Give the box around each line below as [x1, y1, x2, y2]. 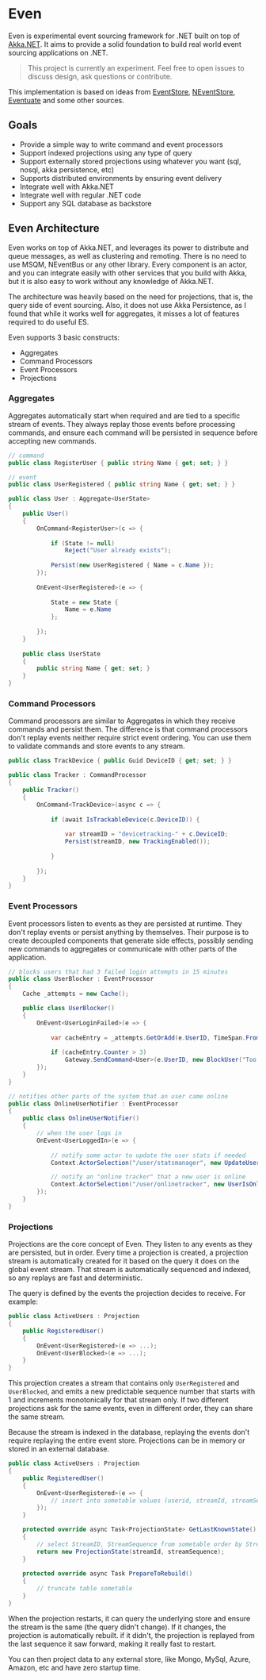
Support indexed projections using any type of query [19, 148, 192, 157]
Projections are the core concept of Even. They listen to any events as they [8, 1240, 253, 1249]
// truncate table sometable [36, 1585, 133, 1593]
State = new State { [50, 598, 119, 606]
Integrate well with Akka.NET [19, 182, 115, 191]
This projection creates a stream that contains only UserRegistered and [8, 1378, 240, 1388]
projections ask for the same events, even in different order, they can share [8, 1404, 253, 1413]
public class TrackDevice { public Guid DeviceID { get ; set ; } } [8, 757, 232, 765]
